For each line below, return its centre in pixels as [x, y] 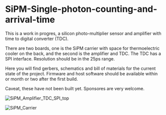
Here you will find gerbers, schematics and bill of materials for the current [81, 68]
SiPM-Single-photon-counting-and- [81, 9]
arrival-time [30, 20]
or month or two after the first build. [42, 79]
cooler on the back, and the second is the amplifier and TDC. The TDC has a [83, 54]
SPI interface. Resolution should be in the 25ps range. [60, 58]
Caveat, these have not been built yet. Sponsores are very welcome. [75, 88]
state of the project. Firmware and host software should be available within [82, 73]
